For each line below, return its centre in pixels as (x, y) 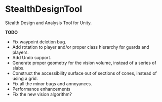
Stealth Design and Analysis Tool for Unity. (49, 23)
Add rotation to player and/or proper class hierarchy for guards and (81, 47)
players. (20, 52)
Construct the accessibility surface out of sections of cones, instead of (84, 73)
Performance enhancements (41, 89)
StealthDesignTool (44, 9)
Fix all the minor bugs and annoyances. (52, 84)
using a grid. (25, 78)
